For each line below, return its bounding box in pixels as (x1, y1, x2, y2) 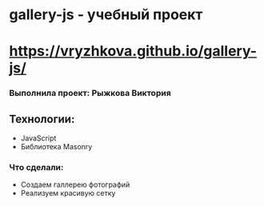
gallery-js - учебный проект (9, 6, 203, 24)
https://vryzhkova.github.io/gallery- (9, 42, 258, 61)
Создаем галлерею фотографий (20, 180, 130, 189)
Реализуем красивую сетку (20, 188, 116, 198)
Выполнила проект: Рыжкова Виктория (9, 88, 171, 99)
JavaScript (20, 133, 57, 143)
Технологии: (9, 112, 75, 125)
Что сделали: (9, 162, 64, 173)
